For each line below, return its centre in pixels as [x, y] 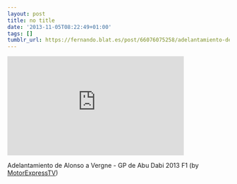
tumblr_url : [25, 40]
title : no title [31, 20]
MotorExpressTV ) [33, 173]
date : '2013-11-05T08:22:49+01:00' [60, 27]
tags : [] [20, 33]
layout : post [26, 14]
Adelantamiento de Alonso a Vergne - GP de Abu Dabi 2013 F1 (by [103, 166]
